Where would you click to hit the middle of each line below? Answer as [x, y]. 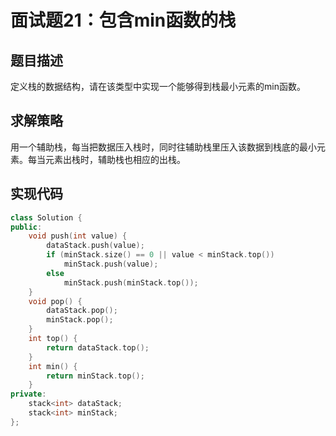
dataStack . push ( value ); [95, 246]
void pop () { [55, 301]
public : [26, 227]
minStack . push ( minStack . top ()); [131, 282]
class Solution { [46, 217]
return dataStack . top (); [98, 347]
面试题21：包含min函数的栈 [123, 20]
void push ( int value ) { [78, 236]
